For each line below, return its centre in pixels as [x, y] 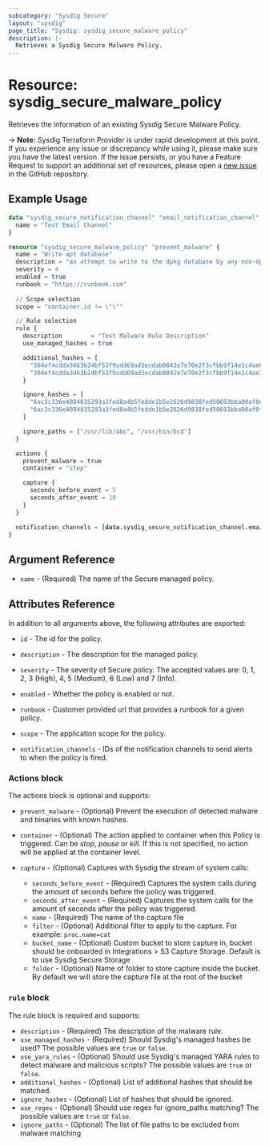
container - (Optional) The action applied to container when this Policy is [140, 835]
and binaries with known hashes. [74, 820]
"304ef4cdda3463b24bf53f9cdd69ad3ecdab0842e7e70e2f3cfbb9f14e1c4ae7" [148, 373]
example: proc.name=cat [71, 934]
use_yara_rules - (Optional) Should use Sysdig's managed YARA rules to [140, 1056]
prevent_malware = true [62, 461]
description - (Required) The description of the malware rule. [122, 1031]
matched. [36, 1090]
